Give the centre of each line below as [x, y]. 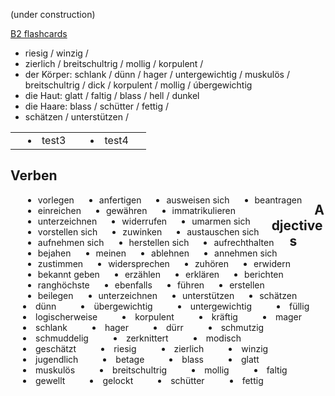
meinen [111, 253]
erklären [202, 274]
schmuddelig [62, 338]
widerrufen [144, 221]
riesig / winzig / [56, 53]
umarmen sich [221, 221]
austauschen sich [223, 231]
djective [297, 225]
